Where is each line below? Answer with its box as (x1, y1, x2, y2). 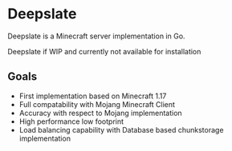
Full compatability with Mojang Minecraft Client (18, 99, 176, 109)
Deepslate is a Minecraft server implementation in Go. (7, 31, 185, 41)
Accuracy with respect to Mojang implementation (18, 108, 182, 117)
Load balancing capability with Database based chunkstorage (18, 125, 224, 134)
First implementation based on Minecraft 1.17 (18, 91, 167, 101)
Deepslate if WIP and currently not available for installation (7, 46, 201, 56)
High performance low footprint (18, 117, 124, 126)
